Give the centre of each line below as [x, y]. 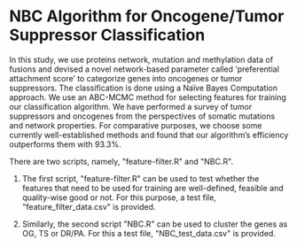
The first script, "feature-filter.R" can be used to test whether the [141, 178]
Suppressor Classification [107, 35]
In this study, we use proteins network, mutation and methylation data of [141, 59]
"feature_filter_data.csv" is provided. [89, 206]
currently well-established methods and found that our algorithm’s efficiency [149, 135]
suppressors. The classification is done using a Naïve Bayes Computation [143, 88]
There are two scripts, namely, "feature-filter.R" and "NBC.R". [121, 161]
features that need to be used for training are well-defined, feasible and [152, 188]
